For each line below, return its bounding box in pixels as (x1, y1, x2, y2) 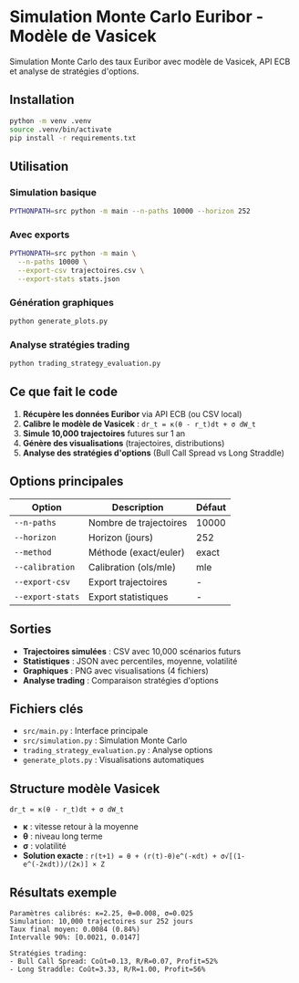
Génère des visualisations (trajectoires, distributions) (22, 437, 225, 448)
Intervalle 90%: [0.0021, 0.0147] (9, 933, 141, 942)
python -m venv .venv (9, 116, 92, 125)
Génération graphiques (9, 296, 115, 308)
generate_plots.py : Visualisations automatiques (22, 755, 205, 766)
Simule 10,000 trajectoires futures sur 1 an (22, 427, 186, 439)
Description (111, 500, 164, 513)
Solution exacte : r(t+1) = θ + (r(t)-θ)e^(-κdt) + (22, 851, 217, 862)
